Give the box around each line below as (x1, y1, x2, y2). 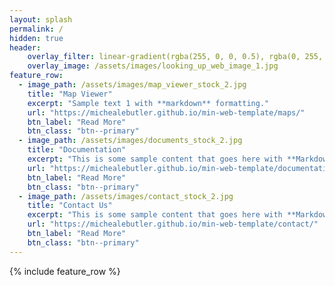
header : (9, 42, 42, 53)
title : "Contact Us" (27, 201, 113, 211)
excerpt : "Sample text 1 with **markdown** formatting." (27, 98, 270, 108)
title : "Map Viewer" (27, 89, 113, 99)
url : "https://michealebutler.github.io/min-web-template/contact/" (27, 219, 319, 230)
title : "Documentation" (27, 145, 127, 155)
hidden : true (9, 33, 64, 43)
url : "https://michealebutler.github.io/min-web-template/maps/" (27, 107, 306, 118)
